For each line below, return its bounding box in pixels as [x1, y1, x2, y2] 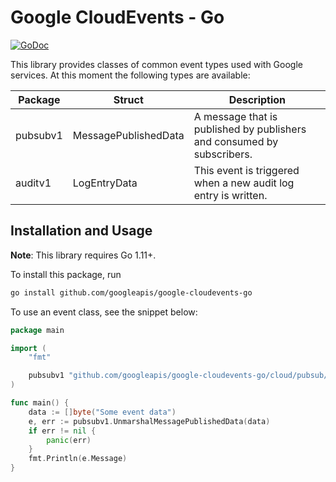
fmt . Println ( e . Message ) [28, 454, 128, 464]
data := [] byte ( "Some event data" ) [28, 407, 177, 417]
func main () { [10, 398, 70, 408]
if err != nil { [28, 426, 97, 436]
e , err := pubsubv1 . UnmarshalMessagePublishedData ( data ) [28, 416, 271, 426]
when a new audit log [193, 176, 295, 190]
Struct [113, 92, 144, 106]
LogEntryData [72, 176, 138, 190]
